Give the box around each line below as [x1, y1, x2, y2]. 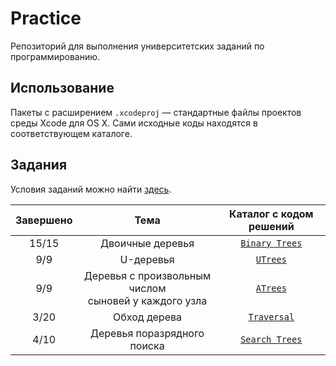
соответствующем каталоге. [10, 127, 133, 139]
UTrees [255, 253, 287, 265]
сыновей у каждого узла [87, 293, 208, 307]
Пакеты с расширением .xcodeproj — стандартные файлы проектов [10, 106, 302, 118]
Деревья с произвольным [83, 268, 212, 282]
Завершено [15, 213, 73, 227]
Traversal [248, 311, 295, 322]
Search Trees [240, 333, 303, 345]
